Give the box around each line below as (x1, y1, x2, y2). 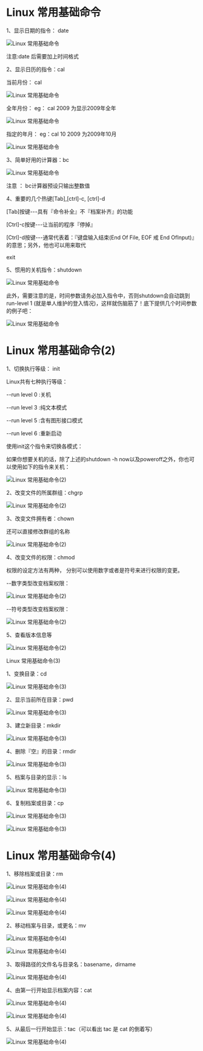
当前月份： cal (6, 79, 42, 86)
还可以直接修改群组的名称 (6, 528, 70, 535)
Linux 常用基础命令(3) (6, 657, 61, 664)
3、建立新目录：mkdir (6, 722, 61, 729)
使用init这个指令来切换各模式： (6, 442, 83, 450)
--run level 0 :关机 (6, 391, 52, 398)
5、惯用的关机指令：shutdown (6, 266, 82, 273)
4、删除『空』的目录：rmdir (6, 747, 77, 755)
